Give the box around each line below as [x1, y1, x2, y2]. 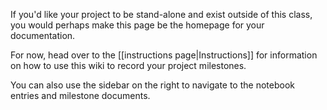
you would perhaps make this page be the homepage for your [10, 19, 265, 31]
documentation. [10, 30, 76, 41]
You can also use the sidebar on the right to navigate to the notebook [10, 79, 295, 91]
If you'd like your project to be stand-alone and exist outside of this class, [10, 9, 313, 20]
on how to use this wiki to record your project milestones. [10, 60, 247, 71]
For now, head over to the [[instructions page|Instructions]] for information [10, 49, 318, 61]
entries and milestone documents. [10, 90, 151, 101]
